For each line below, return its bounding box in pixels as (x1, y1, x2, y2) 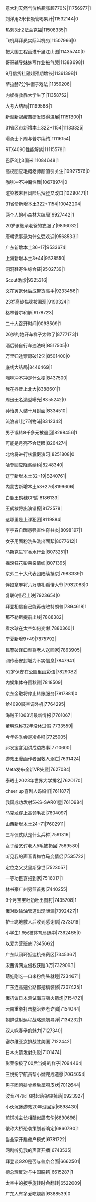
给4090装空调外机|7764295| (5, 701, 65, 707)
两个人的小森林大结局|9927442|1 (5, 212, 74, 218)
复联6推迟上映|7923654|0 (5, 592, 60, 598)
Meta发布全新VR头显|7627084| (5, 766, 71, 772)
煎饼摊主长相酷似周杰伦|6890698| (5, 1114, 78, 1121)
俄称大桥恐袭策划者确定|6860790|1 (5, 1126, 79, 1131)
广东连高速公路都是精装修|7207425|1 (5, 984, 83, 990)
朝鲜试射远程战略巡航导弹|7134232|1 (5, 1017, 83, 1023)
